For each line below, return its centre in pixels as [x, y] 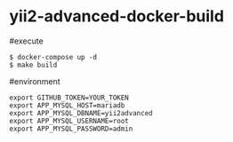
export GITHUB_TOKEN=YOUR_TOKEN [69, 98]
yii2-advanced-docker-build [117, 16]
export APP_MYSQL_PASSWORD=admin [71, 129]
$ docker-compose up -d [53, 57]
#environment [35, 81]
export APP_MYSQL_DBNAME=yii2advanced [81, 113]
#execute [27, 41]
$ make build [33, 65]
